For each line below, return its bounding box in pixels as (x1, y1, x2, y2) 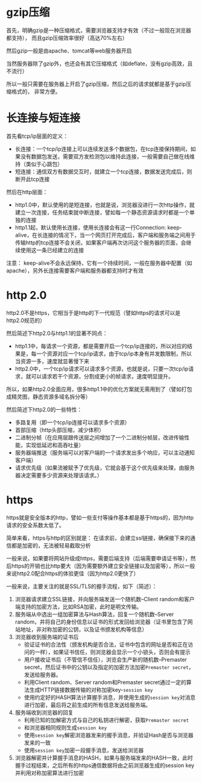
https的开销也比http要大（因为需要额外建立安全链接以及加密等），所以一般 (11, 562, 195, 569)
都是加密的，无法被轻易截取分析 (11, 541, 91, 549)
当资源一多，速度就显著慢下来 (14, 357, 89, 364)
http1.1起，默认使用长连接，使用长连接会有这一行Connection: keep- (14, 224, 183, 231)
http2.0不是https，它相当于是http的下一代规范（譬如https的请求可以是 (6, 309, 181, 316)
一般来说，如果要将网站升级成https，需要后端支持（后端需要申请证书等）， (6, 554, 191, 562)
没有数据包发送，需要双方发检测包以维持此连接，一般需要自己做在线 (20, 152, 190, 160)
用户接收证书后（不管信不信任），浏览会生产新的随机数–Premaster (24, 656, 188, 663)
